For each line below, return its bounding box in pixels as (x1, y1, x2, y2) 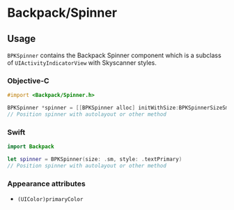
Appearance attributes (7, 179, 86, 188)
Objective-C (7, 75, 50, 85)
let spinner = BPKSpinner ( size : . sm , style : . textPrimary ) (7, 156, 182, 163)
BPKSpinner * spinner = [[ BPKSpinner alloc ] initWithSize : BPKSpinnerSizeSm (7, 105, 229, 112)
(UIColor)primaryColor (17, 196, 84, 203)
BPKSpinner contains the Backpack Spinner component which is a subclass (7, 51, 221, 59)
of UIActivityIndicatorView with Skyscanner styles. (7, 59, 157, 67)
